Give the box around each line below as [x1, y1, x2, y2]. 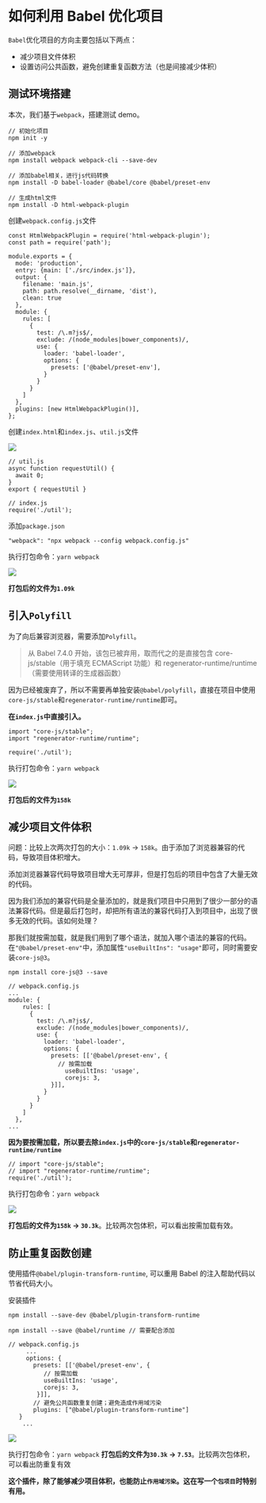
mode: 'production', [15, 259, 83, 267]
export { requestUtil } [8, 485, 87, 493]
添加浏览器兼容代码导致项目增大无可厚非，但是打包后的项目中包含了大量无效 [8, 870, 258, 879]
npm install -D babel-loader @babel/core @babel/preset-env [8, 178, 211, 186]
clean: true [22, 294, 62, 302]
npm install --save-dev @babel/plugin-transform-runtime [8, 1311, 200, 1320]
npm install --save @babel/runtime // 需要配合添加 [8, 1327, 176, 1335]
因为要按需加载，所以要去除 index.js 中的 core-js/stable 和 [8, 1138, 198, 1147]
